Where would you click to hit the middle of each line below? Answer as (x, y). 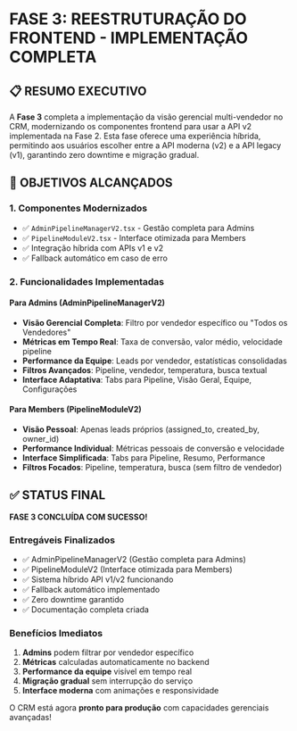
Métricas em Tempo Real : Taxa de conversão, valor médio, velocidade (153, 341)
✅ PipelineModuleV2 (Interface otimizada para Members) (128, 569)
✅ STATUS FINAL (58, 495)
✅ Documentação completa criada (86, 610)
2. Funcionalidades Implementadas (87, 281)
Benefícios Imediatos (56, 634)
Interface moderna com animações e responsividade (120, 691)
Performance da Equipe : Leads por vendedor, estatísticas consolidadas (154, 361)
